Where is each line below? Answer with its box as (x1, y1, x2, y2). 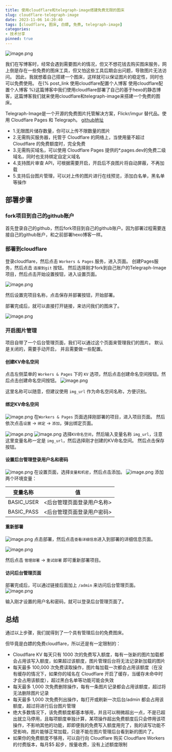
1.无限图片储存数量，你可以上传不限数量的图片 (12, 127, 111, 134)
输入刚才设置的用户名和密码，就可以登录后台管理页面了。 (5, 598, 126, 604)
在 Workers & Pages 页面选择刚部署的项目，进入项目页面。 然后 (34, 413, 165, 419)
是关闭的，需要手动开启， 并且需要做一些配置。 (5, 346, 105, 352)
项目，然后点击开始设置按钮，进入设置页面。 (5, 271, 100, 277)
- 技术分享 (5, 31, 26, 36)
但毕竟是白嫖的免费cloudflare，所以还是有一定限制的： (5, 640, 121, 647)
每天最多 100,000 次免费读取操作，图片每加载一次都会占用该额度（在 (12, 664, 158, 670)
